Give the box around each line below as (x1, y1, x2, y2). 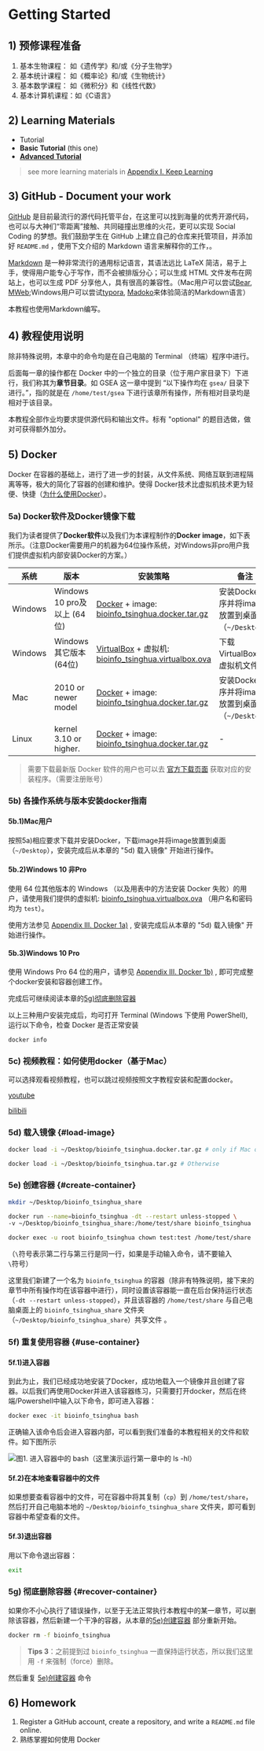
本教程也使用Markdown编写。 (8, 304, 104, 313)
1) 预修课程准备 (8, 39, 81, 52)
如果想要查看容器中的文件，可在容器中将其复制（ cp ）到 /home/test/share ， (8, 1492, 253, 1501)
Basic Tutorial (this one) (19, 143, 98, 153)
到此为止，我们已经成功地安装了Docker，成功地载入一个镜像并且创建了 (8, 1376, 238, 1386)
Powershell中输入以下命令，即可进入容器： (17, 1396, 157, 1406)
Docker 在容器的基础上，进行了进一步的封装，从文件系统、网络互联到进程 (8, 470, 247, 479)
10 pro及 (53, 597, 87, 608)
